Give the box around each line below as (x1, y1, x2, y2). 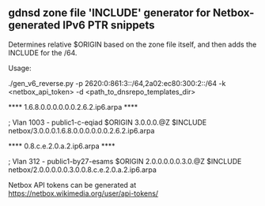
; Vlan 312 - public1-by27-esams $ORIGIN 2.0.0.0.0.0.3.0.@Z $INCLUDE (8, 156, 242, 166)
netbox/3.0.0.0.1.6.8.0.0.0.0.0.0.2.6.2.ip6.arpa (8, 125, 155, 135)
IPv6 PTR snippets (62, 19, 155, 32)
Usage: (8, 63, 32, 73)
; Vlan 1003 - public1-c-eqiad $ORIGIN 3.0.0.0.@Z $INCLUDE (8, 118, 207, 127)
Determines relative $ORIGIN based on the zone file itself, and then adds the (8, 39, 257, 49)
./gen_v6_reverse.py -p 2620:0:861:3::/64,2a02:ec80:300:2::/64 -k (8, 78, 226, 88)
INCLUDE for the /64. (8, 47, 78, 58)
